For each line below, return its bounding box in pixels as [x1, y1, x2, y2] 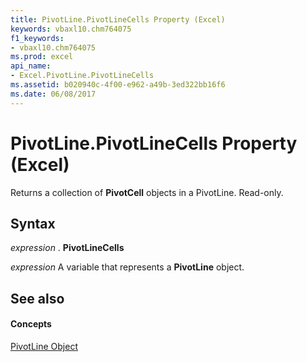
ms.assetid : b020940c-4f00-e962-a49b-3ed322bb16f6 [10, 80, 226, 90]
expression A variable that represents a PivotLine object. [10, 261, 245, 273]
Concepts [10, 318, 52, 330]
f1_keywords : [10, 33, 65, 43]
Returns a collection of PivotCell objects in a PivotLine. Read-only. [10, 186, 284, 198]
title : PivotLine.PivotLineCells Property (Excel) [10, 14, 226, 25]
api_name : [10, 61, 52, 71]
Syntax [10, 215, 56, 232]
